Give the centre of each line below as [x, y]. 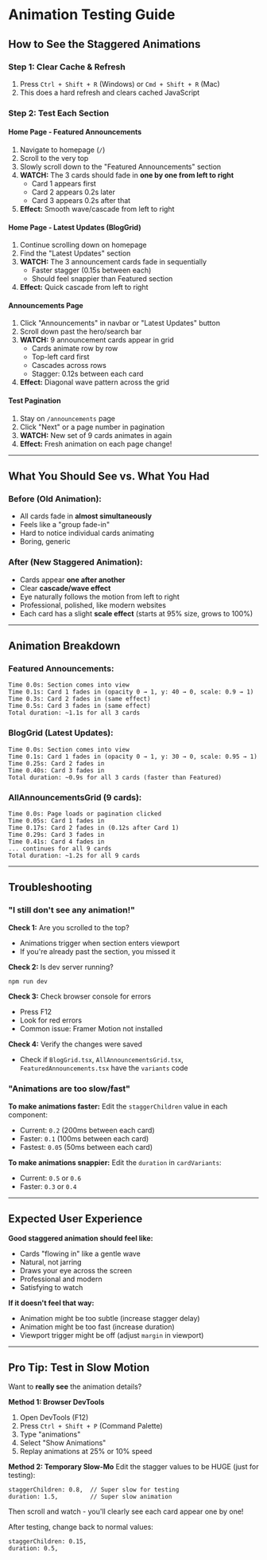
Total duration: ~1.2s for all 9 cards [74, 855]
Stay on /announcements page [67, 418]
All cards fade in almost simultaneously [86, 516]
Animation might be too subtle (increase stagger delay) [110, 1318]
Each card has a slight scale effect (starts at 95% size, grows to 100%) [136, 613]
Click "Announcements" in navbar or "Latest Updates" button [120, 323]
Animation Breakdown [64, 645]
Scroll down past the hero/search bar [81, 331]
